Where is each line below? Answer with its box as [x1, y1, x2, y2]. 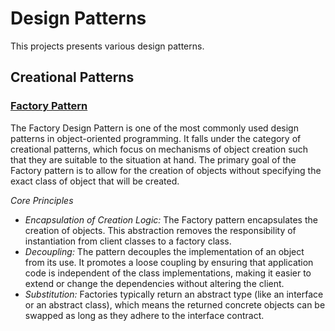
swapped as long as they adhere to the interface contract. [24, 309, 265, 321]
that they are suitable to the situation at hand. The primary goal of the [10, 153, 297, 166]
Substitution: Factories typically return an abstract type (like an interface [24, 288, 324, 300]
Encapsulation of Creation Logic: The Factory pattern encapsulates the [24, 213, 318, 226]
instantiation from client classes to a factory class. [24, 235, 232, 247]
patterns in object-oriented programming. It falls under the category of [10, 132, 302, 144]
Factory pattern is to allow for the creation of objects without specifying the [10, 164, 322, 176]
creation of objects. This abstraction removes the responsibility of [24, 224, 297, 236]
